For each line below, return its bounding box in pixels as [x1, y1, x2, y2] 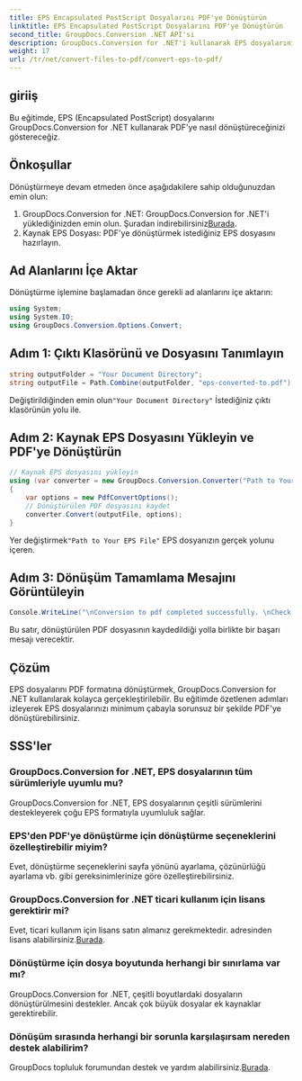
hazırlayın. [22, 237, 61, 248]
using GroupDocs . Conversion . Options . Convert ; [9, 321, 182, 330]
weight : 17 [9, 47, 50, 56]
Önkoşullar [9, 158, 72, 173]
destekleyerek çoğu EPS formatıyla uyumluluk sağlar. [9, 806, 206, 817]
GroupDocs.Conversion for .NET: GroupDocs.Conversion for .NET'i [22, 208, 270, 219]
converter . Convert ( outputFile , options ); [25, 509, 182, 518]
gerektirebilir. [9, 1007, 58, 1018]
